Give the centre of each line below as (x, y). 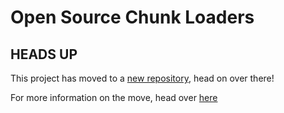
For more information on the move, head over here (114, 97)
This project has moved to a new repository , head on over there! (142, 78)
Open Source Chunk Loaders (132, 17)
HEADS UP (44, 54)
